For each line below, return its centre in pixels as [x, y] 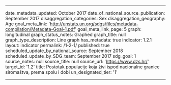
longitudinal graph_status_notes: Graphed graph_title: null [66, 34]
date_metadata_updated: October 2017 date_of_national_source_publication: [85, 13]
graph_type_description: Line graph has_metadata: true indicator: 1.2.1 [79, 40]
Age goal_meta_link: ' [28, 24]
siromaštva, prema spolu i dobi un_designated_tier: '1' [62, 72]
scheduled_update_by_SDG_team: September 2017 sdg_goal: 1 [71, 56]
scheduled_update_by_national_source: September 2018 [64, 51]
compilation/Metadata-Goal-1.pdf [40, 29]
